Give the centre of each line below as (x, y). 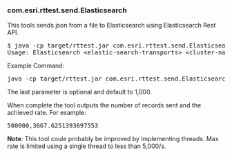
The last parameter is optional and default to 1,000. (79, 92)
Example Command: (36, 66)
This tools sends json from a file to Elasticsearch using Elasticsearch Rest (112, 25)
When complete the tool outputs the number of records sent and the (104, 105)
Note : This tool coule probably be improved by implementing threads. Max (113, 139)
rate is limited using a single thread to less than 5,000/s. (87, 146)
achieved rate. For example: (47, 113)
